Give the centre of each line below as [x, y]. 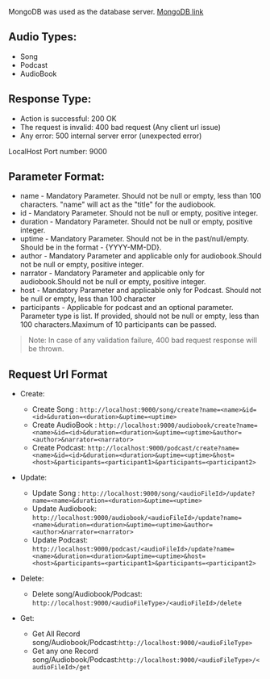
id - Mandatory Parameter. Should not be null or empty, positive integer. [139, 213]
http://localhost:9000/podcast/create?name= [164, 448]
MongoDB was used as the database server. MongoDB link [106, 12]
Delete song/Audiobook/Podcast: [87, 594]
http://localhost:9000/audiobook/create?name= [178, 426]
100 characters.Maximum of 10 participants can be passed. [118, 325]
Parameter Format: [56, 177]
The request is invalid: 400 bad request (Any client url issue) [120, 127]
